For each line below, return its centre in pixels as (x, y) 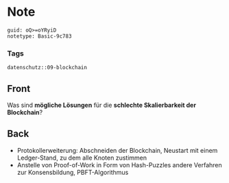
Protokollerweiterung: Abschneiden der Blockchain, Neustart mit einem (117, 150)
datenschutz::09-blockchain (47, 68)
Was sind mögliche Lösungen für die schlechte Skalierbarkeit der (102, 105)
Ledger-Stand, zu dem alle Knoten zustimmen (82, 158)
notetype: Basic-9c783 (39, 36)
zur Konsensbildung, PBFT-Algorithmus (73, 172)
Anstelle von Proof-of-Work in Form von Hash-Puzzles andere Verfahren (119, 164)
